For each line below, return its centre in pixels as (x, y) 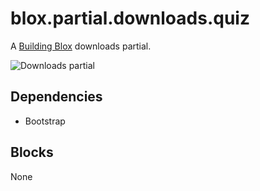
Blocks (32, 152)
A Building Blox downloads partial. (81, 46)
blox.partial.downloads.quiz (130, 18)
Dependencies (56, 97)
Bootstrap (45, 121)
